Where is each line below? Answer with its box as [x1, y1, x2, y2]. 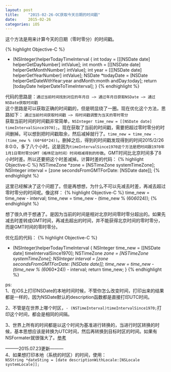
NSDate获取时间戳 [5, 100, 38, 106]
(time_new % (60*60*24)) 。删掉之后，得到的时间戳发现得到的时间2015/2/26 [5, 137, 164, 143]
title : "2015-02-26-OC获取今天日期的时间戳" [5, 12, 100, 17]
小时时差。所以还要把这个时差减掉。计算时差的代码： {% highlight [5, 156, 144, 163]
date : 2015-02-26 [5, 17, 51, 22]
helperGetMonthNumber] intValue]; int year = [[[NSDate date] [12, 67, 142, 73]
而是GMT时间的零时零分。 [5, 224, 61, 230]
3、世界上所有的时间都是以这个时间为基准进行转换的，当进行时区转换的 [5, 322, 155, 328]
